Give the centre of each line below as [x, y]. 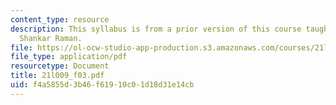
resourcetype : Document [60, 66]
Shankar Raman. [51, 38]
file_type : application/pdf [69, 57]
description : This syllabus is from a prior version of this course [156, 29]
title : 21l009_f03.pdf [57, 76]
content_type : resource [60, 19]
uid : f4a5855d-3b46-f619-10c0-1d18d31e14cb [102, 85]
